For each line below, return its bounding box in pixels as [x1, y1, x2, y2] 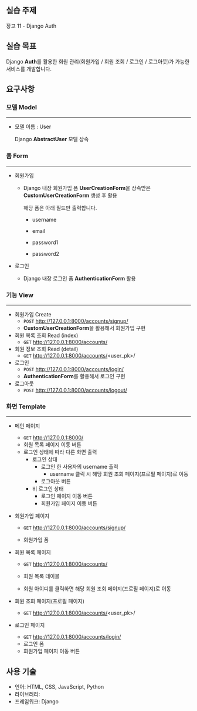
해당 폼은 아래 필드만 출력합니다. [23, 204, 97, 211]
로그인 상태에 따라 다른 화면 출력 [23, 449, 97, 456]
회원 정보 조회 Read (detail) [14, 345, 79, 352]
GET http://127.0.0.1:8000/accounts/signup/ [23, 524, 126, 531]
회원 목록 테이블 [23, 573, 60, 580]
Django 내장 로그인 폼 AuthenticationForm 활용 [23, 275, 136, 282]
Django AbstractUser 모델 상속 [14, 136, 89, 143]
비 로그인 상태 [32, 485, 64, 492]
